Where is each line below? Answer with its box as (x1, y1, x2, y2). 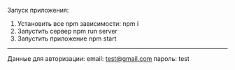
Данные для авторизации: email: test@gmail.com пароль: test (7, 55, 190, 62)
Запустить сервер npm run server (17, 27, 117, 35)
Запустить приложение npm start (17, 34, 117, 43)
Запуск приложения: (7, 6, 69, 14)
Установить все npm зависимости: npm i (17, 20, 139, 27)
